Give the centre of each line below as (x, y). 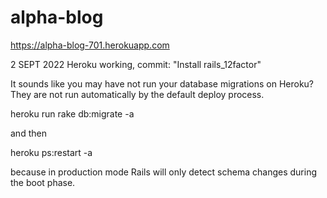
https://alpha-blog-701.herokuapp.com (90, 45)
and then (28, 133)
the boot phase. (43, 182)
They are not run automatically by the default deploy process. (137, 94)
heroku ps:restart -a (51, 152)
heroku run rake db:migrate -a (72, 113)
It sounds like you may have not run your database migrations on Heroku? (162, 83)
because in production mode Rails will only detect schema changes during (163, 172)
